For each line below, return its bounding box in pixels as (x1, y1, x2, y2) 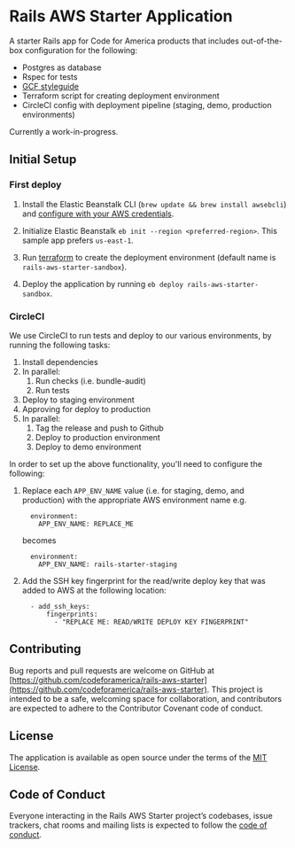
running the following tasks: (9, 339, 111, 350)
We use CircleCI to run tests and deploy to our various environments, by (9, 330, 272, 340)
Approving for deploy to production (21, 403, 151, 414)
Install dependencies (21, 356, 99, 367)
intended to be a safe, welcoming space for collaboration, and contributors (9, 693, 282, 704)
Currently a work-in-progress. (9, 126, 119, 136)
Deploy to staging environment (21, 394, 135, 405)
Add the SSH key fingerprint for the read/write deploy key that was (21, 575, 266, 586)
